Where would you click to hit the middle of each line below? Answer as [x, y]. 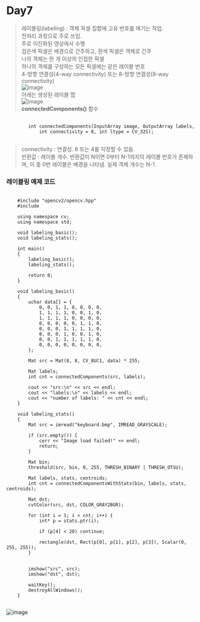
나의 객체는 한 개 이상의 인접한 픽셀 [63, 59]
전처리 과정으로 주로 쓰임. [52, 36]
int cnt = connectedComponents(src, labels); [87, 377]
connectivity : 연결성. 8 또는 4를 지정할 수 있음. [78, 149]
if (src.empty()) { [53, 436]
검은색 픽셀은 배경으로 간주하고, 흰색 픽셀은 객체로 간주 [86, 51]
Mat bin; [39, 462]
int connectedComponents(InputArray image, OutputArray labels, [112, 126]
